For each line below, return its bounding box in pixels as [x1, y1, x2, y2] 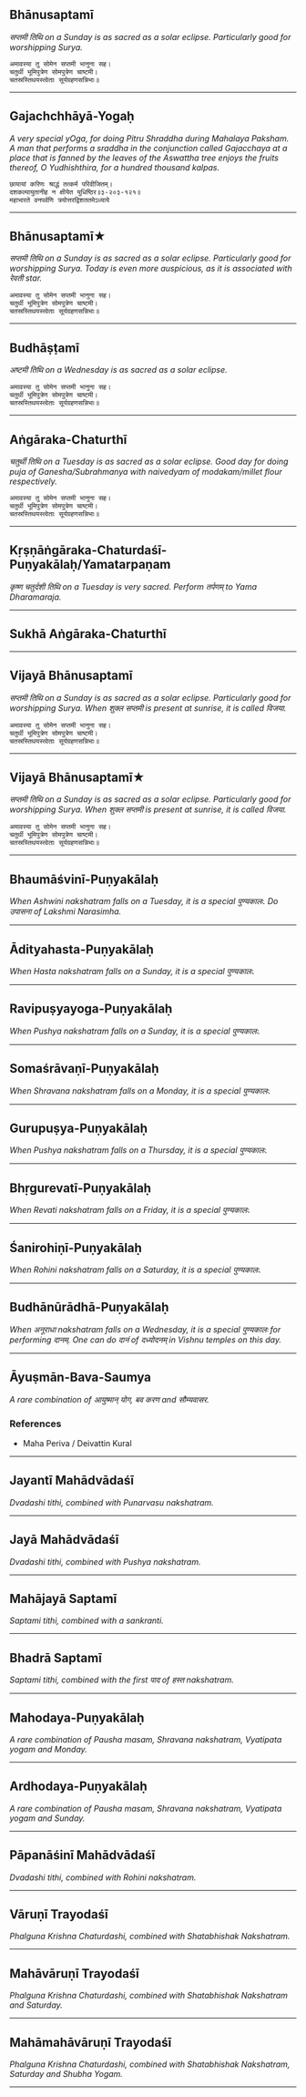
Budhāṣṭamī [9, 340, 80, 355]
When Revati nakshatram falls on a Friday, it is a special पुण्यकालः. [9, 1205, 251, 1216]
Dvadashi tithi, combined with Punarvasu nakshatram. [9, 1496, 214, 1507]
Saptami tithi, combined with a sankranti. [9, 1615, 164, 1626]
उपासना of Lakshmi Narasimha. [9, 906, 122, 917]
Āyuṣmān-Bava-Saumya [9, 1370, 152, 1385]
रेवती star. [9, 272, 43, 283]
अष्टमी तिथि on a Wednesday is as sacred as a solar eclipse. [9, 365, 228, 375]
